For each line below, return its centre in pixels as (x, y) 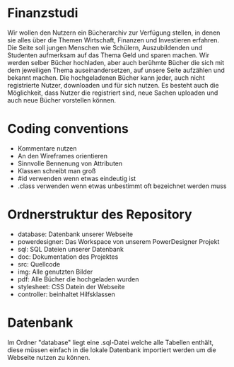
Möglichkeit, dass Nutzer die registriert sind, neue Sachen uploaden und (113, 93)
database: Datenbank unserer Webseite (75, 234)
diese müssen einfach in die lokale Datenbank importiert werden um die (112, 350)
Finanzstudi (43, 13)
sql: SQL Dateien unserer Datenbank (70, 249)
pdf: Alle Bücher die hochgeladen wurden (78, 279)
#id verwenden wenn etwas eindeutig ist (77, 178)
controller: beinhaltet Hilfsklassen (66, 294)
